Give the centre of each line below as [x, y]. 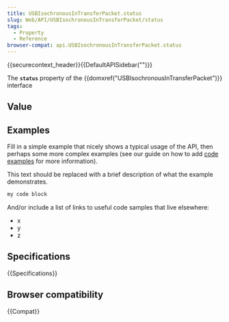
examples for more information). [52, 161]
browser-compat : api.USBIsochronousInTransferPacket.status [95, 45]
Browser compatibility [55, 295]
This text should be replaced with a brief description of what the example [110, 175]
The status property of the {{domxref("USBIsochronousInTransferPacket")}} [115, 78]
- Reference [30, 39]
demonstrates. [27, 182]
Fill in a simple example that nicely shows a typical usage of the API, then [110, 147]
